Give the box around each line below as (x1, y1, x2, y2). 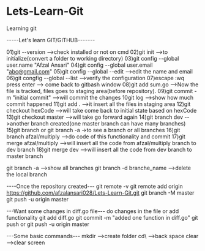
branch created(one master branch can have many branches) (31, 119, 186, 127)
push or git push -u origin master (6, 220, 90, 228)
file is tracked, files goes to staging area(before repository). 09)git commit (6, 87, 193, 94)
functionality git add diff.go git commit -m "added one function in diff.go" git (6, 214, 198, 221)
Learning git (6, 24, 37, 32)
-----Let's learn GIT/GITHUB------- (6, 36, 95, 43)
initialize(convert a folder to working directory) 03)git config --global (6, 54, 179, 62)
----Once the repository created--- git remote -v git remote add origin (6, 182, 183, 190)
